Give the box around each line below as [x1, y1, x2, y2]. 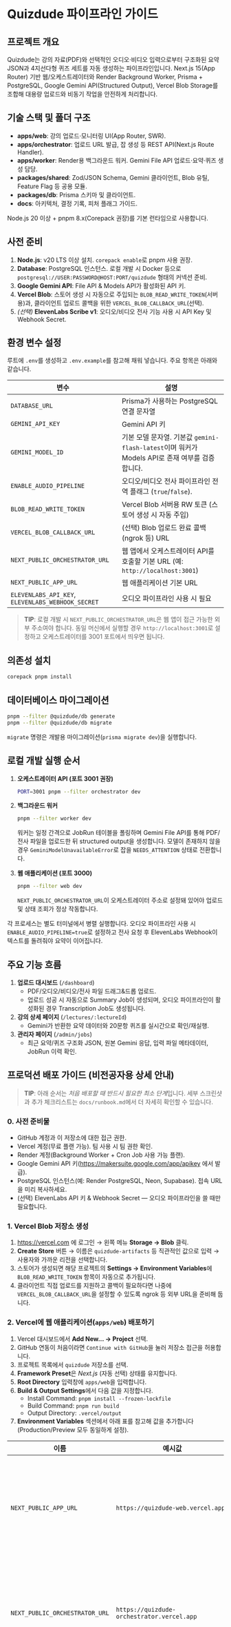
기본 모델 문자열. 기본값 [121, 432, 193, 442]
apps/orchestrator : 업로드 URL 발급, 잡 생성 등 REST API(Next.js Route [16, 140, 214, 148]
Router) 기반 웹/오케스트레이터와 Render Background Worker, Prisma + [7, 73, 203, 81]
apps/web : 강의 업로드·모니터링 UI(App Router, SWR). [16, 132, 166, 140]
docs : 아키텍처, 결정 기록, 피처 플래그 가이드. [16, 199, 138, 208]
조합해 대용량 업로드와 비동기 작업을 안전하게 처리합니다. [7, 90, 158, 98]
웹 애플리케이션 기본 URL [121, 578, 198, 588]
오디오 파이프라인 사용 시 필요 [121, 594, 212, 603]
